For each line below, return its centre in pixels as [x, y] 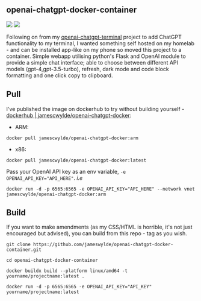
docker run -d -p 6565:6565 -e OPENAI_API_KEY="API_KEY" [79, 287]
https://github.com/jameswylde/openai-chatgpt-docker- [103, 245]
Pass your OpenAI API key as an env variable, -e [66, 171]
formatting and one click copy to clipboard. [60, 75]
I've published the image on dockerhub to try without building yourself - [95, 109]
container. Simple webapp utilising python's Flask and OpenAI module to [96, 56]
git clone [19, 245]
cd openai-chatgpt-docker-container [52, 261]
